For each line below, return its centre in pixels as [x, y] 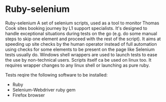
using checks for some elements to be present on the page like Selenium [80, 49]
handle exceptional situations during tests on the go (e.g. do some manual [81, 33]
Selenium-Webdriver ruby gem [44, 90]
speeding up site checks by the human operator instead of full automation [81, 44]
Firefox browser [29, 95]
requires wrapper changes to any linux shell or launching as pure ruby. [78, 65]
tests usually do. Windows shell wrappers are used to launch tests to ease [81, 54]
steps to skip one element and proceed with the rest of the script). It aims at [83, 39]
